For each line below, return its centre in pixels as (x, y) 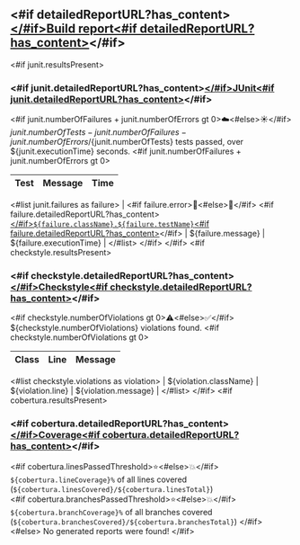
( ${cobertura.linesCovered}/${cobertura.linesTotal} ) (112, 488)
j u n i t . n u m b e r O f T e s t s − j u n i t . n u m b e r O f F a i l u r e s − (98, 132)
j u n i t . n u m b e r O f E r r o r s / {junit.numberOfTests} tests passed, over (127, 142)
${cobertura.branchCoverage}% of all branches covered (111, 512)
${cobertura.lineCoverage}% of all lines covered (99, 479)
